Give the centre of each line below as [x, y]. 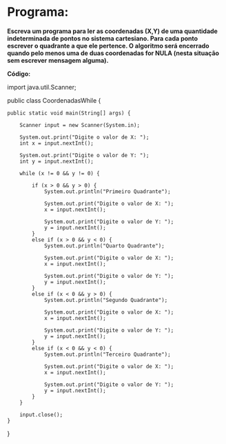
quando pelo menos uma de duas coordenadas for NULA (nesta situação [113, 53]
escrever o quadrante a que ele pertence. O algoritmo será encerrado [108, 46]
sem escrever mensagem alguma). [58, 60]
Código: [19, 74]
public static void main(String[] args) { [69, 113]
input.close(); [41, 414]
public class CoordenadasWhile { [54, 100]
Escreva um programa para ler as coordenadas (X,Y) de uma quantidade [113, 31]
